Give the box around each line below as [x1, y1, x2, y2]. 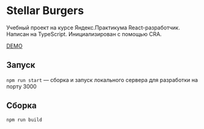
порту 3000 [6, 83, 37, 90]
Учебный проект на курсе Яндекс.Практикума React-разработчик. [6, 24, 180, 31]
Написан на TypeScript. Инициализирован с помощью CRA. [6, 30, 162, 37]
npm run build [6, 117, 43, 123]
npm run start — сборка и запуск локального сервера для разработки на [6, 76, 199, 83]
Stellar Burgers [6, 4, 84, 18]
